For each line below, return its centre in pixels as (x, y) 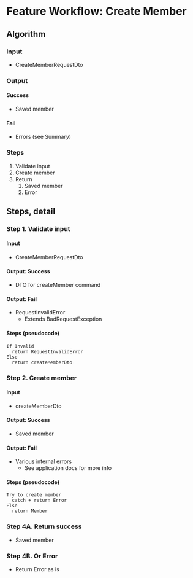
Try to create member (34, 495)
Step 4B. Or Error (32, 556)
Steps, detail (31, 211)
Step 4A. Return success (44, 526)
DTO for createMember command (58, 285)
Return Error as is (37, 569)
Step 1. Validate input (38, 228)
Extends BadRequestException (63, 319)
